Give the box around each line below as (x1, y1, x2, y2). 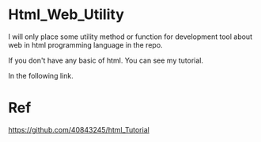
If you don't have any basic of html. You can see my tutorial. (8, 56, 204, 65)
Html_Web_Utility (8, 6, 125, 24)
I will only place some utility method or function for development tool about (8, 32, 253, 41)
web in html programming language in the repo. (8, 40, 164, 49)
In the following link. (8, 71, 74, 80)
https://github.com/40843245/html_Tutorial (8, 125, 150, 134)
